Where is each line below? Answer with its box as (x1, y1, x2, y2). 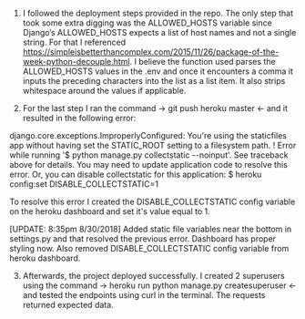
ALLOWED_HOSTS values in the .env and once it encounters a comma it (22, 66, 294, 77)
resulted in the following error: (22, 113, 137, 123)
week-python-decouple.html (22, 57, 130, 67)
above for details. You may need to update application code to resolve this (9, 159, 289, 170)
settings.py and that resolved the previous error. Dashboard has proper (9, 233, 276, 244)
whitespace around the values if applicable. (22, 86, 187, 96)
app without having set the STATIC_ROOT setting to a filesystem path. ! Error (9, 140, 297, 150)
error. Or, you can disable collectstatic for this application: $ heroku (9, 169, 262, 180)
